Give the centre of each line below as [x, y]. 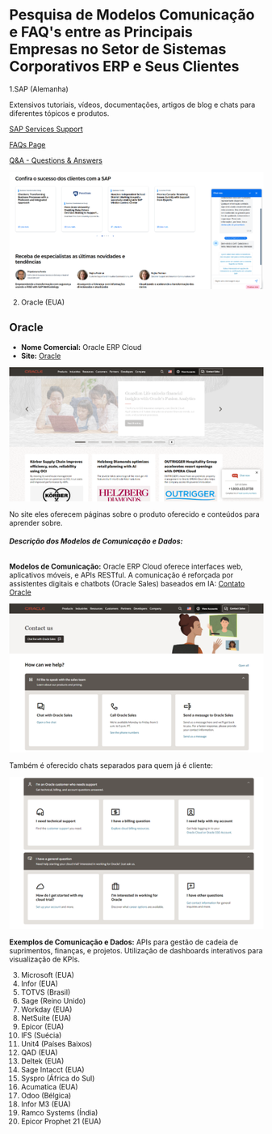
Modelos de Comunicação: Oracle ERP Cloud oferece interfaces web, [126, 567]
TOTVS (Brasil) [46, 992]
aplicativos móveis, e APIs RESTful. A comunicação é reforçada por [121, 575]
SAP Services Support [46, 129]
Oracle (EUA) [43, 302]
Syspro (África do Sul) [58, 1078]
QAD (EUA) [40, 1052]
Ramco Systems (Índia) [59, 1112]
